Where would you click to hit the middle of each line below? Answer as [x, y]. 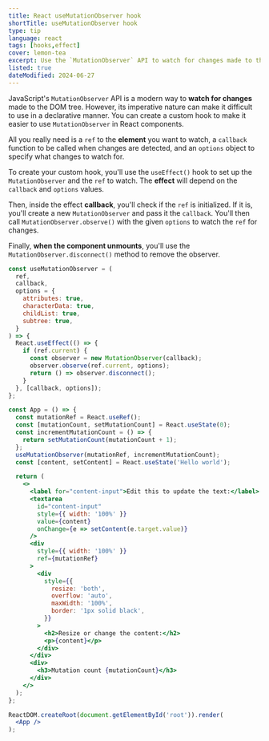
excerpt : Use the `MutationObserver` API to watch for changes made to [130, 61]
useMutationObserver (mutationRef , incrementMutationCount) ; [118, 455]
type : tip [25, 30]
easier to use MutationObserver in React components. [96, 123]
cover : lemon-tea [37, 53]
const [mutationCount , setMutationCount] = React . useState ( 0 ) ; [123, 425]
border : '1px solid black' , [98, 611]
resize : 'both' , [78, 589]
